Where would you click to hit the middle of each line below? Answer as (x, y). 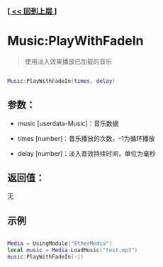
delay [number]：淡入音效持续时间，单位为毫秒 (86, 153)
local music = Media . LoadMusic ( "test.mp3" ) (73, 250)
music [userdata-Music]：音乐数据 (68, 123)
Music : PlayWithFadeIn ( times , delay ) (61, 81)
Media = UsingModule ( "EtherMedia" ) (60, 244)
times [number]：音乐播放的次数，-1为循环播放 (86, 138)
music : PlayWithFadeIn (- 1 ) (45, 256)
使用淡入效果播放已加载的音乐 (68, 61)
